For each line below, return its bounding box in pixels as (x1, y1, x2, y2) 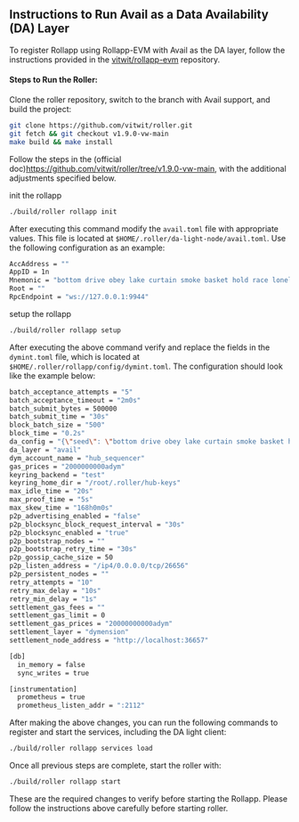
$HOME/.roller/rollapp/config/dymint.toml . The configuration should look (9, 361, 283, 371)
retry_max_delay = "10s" (9, 586, 101, 595)
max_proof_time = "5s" (9, 495, 93, 504)
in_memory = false (17, 660, 86, 669)
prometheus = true (17, 693, 86, 702)
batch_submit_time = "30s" (9, 412, 109, 421)
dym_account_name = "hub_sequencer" (9, 453, 145, 462)
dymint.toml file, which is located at (9, 351, 141, 362)
